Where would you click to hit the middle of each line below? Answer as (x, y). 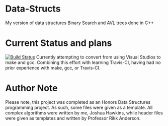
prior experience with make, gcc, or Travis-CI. (53, 68)
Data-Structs (33, 9)
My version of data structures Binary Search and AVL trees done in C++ (80, 23)
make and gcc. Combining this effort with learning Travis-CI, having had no (83, 62)
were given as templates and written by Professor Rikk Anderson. (73, 118)
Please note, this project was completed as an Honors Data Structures (78, 102)
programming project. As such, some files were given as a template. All (79, 107)
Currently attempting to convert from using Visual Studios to (98, 57)
